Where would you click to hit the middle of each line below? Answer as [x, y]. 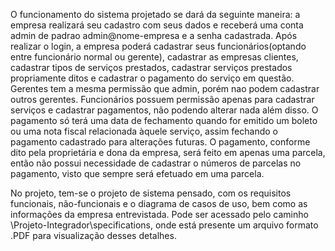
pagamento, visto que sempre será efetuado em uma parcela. [137, 173]
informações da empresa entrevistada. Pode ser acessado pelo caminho [159, 214]
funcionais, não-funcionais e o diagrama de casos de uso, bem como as [159, 203]
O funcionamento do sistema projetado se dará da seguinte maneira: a [155, 14]
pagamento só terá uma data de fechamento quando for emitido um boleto [164, 120]
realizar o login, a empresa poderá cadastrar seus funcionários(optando [158, 46]
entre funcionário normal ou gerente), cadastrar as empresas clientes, [154, 57]
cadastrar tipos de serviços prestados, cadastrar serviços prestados [151, 67]
